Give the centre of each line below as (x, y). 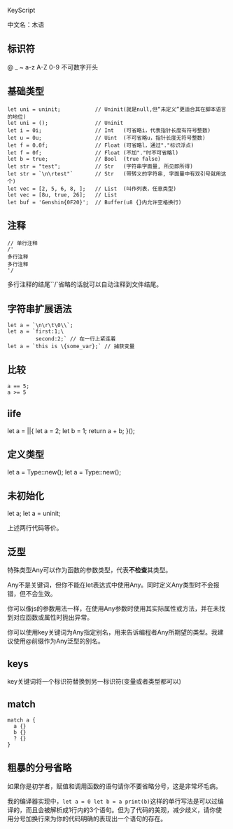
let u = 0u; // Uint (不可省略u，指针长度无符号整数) (106, 138)
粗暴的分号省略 (40, 768)
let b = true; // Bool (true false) (84, 159)
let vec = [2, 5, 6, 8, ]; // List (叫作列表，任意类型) (92, 189)
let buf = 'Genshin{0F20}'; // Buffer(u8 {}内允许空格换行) (94, 202)
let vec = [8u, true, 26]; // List (62, 195)
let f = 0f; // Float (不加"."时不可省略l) (93, 153)
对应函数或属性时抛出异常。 (53, 618)
